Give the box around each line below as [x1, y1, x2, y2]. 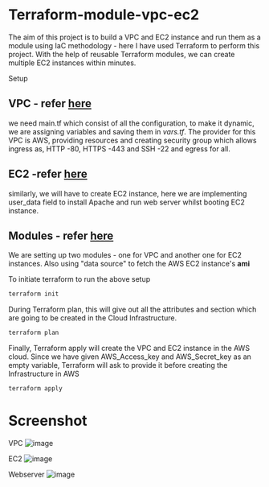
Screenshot [8, 412, 88, 430]
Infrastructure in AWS [8, 369, 80, 379]
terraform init [8, 290, 59, 299]
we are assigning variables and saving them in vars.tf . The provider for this [8, 126, 256, 136]
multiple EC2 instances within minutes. [8, 58, 137, 68]
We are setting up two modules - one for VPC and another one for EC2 [8, 250, 243, 260]
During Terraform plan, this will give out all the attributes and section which [8, 304, 257, 315]
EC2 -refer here [8, 167, 88, 181]
